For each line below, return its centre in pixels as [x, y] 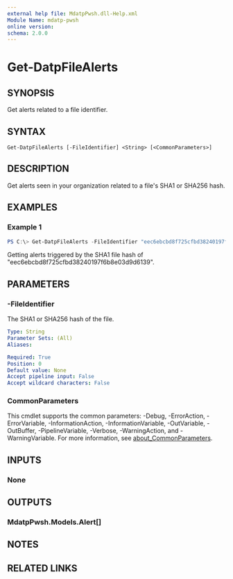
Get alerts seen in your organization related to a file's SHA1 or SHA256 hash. [116, 186]
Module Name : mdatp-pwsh [43, 20]
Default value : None [37, 370]
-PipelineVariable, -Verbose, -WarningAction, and [108, 431]
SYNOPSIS [31, 93]
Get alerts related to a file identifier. [58, 110]
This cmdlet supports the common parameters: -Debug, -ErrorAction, [106, 416]
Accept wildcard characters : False [59, 383]
